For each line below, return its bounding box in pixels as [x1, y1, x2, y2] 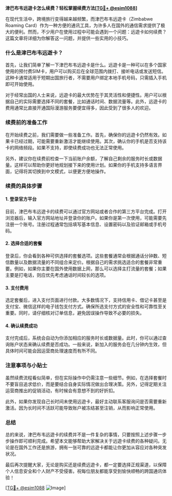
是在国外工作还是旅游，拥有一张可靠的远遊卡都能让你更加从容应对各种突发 [9, 444, 167, 450]
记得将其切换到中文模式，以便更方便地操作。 [14, 168, 109, 174]
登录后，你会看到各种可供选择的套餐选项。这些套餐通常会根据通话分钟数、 [5, 253, 162, 259]
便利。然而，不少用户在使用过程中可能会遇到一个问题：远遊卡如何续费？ [14, 29, 167, 35]
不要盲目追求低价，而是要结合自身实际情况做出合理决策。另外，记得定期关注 [5, 381, 167, 387]
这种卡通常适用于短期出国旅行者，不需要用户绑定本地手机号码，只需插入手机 [5, 74, 167, 81]
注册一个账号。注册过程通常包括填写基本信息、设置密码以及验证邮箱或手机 [5, 221, 162, 227]
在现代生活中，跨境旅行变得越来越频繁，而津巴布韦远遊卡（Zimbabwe [5, 16, 153, 22]
